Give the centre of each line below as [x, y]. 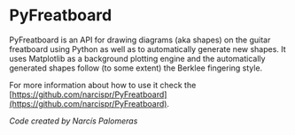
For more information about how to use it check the [103, 85]
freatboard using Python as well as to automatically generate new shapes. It [147, 49]
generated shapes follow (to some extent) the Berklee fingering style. [136, 68]
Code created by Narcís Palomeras [74, 121]
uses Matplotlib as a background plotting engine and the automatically [137, 58]
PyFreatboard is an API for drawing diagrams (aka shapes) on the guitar [140, 40]
